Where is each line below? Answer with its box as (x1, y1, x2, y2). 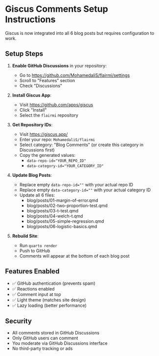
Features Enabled (5, 267, 60, 276)
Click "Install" (19, 107, 47, 113)
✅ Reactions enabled (12, 286, 55, 292)
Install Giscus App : (12, 92, 51, 98)
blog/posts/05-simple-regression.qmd (26, 218, 104, 224)
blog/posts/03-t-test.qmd (26, 208, 79, 213)
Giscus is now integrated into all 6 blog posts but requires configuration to (5, 30, 155, 36)
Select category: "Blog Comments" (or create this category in (19, 142, 143, 148)
